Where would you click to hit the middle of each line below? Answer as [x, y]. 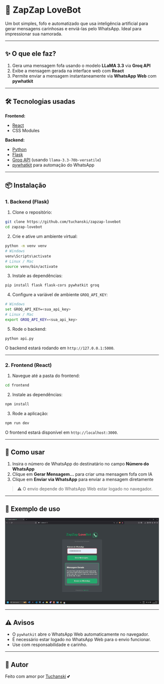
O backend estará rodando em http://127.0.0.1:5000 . [60, 348]
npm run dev [17, 423]
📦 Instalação [26, 185]
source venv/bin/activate [31, 266]
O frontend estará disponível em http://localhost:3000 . [61, 432]
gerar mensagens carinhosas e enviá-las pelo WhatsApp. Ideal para [73, 28]
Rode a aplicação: [30, 413]
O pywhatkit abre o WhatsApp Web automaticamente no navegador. [81, 634]
